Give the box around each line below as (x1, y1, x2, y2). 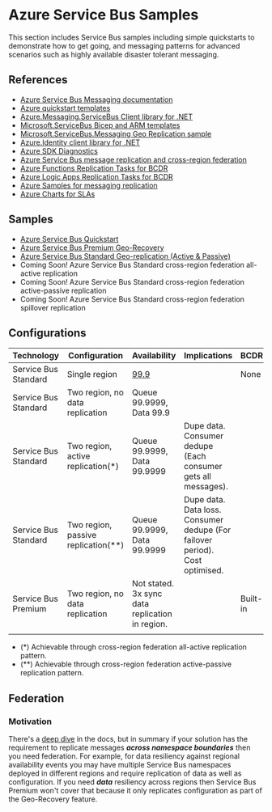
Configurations (8, 326, 87, 340)
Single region (67, 369, 117, 380)
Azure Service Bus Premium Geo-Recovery (19, 243, 164, 252)
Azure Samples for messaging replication (19, 180, 158, 190)
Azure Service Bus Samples (8, 6, 199, 24)
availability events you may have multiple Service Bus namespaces (8, 760, 232, 770)
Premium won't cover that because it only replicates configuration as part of (8, 786, 263, 796)
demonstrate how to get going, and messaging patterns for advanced (8, 40, 240, 50)
